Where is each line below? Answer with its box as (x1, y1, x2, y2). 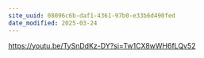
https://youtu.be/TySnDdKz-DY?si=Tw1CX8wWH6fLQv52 (8, 41, 196, 50)
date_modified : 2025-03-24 (8, 19, 98, 27)
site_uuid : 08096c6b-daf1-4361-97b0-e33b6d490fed (8, 11, 176, 20)
